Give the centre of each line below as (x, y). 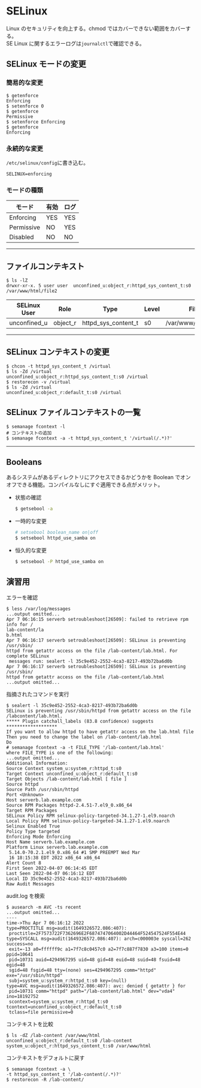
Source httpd (22, 784)
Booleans (24, 462)
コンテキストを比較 (30, 1024)
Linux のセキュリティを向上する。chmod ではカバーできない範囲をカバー (96, 28)
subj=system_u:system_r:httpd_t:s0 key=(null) (68, 981)
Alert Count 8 (24, 863)
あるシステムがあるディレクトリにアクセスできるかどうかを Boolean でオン (99, 477)
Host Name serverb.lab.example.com (51, 842)
